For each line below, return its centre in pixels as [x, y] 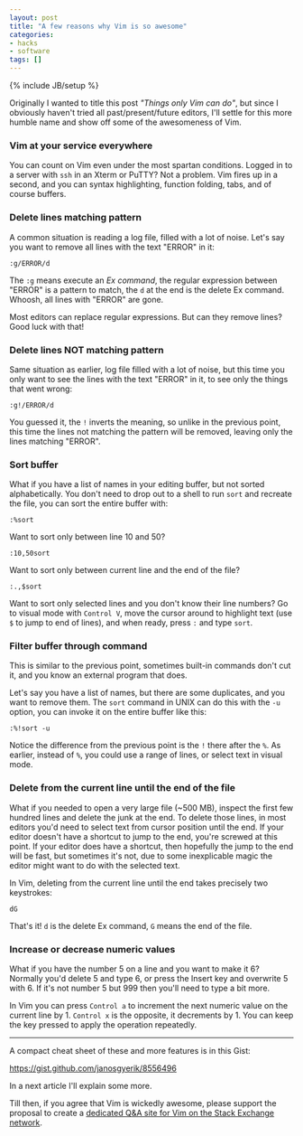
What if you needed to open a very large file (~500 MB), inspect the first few [151, 807]
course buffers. [38, 194]
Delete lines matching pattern [76, 218]
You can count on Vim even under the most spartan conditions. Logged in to [151, 165]
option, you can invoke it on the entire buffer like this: [108, 712]
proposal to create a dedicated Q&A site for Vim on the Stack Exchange [142, 1113]
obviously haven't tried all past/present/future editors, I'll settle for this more [151, 113]
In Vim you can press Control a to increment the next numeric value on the [149, 1006]
